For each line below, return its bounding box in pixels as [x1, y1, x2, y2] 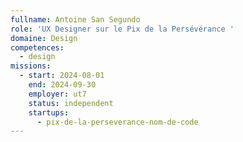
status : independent [28, 98, 114, 108]
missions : [10, 61, 52, 71]
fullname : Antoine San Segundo [10, 14, 141, 25]
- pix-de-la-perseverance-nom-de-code [36, 117, 199, 127]
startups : [28, 107, 70, 118]
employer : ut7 [28, 89, 87, 99]
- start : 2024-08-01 [19, 71, 105, 81]
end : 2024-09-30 [28, 80, 97, 90]
